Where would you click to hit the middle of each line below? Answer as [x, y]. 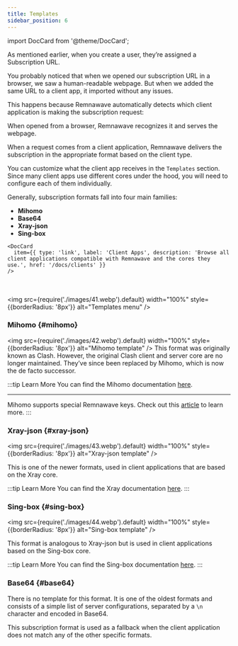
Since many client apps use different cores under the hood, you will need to [118, 176]
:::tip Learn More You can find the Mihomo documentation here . [100, 384]
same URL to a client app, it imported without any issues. [90, 91]
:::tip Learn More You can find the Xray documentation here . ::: [98, 489]
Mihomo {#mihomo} [43, 325]
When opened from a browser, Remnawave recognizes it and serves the [113, 125]
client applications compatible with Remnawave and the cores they [109, 259]
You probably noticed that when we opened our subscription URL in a [109, 76]
